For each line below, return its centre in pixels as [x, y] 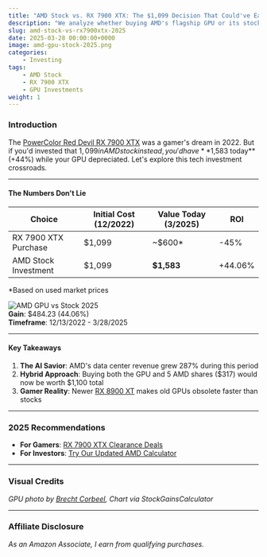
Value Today [182, 214]
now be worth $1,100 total [62, 382]
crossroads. [28, 167]
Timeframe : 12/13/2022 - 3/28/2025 [68, 322]
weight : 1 [25, 97]
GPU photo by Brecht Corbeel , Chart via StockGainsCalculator [111, 499]
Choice [44, 219]
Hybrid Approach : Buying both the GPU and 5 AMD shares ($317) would [139, 374]
